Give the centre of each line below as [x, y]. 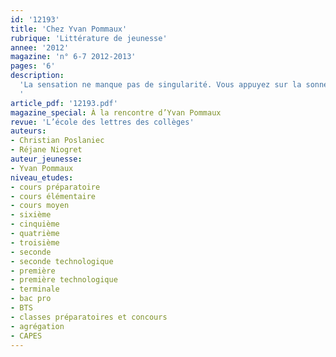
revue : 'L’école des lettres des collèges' [102, 122]
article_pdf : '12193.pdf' [64, 103]
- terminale [35, 289]
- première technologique [64, 280]
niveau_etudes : [42, 177]
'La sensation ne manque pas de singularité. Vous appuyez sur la [160, 85]
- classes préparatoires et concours [89, 317]
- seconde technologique [62, 261]
